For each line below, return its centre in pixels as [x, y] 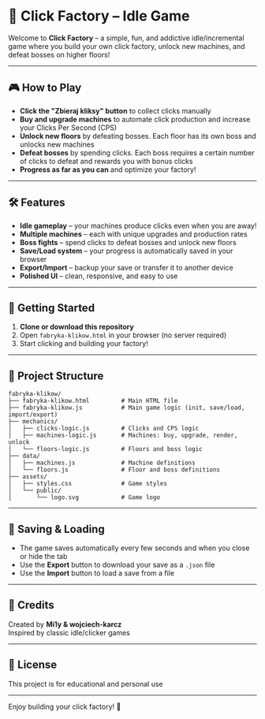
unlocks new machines [57, 144]
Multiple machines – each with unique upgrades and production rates [133, 234]
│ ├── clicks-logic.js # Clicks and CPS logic [104, 429]
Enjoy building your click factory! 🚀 [65, 706]
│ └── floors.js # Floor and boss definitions [114, 470]
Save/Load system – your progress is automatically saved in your [126, 251]
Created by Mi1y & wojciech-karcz [65, 624]
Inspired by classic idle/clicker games [69, 632]
